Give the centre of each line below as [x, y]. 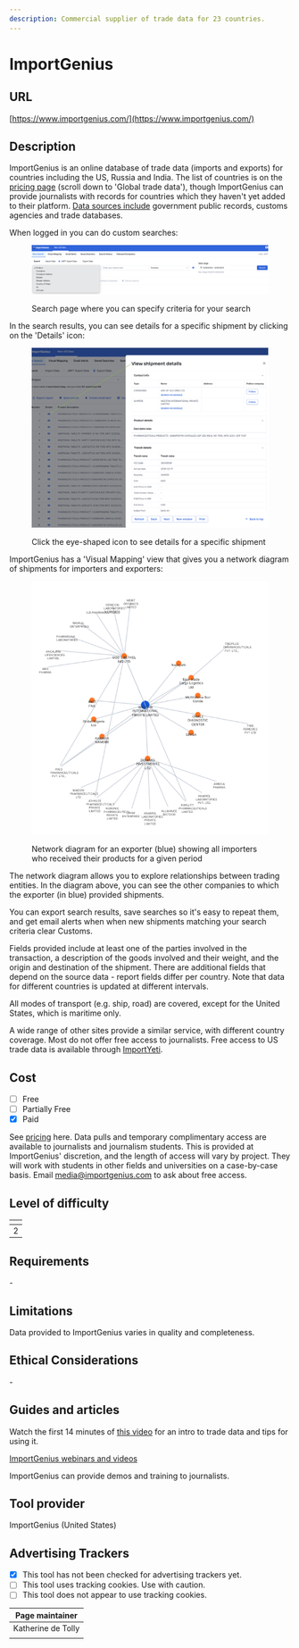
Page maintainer [46, 1615]
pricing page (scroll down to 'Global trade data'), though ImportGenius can [146, 187]
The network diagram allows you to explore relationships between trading [145, 876]
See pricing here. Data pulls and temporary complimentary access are [138, 1137]
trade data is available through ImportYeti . [86, 1050]
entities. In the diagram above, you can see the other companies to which [144, 885]
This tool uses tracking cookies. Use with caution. [113, 1585]
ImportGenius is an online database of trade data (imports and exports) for [146, 168]
